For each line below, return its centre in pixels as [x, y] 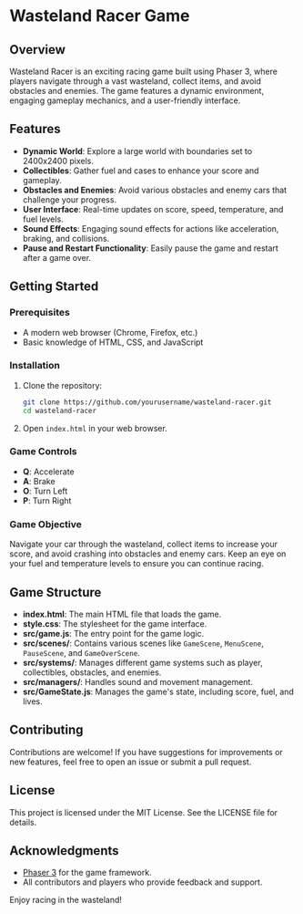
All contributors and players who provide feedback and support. [142, 882]
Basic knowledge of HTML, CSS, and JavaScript [113, 342]
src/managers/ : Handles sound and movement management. [137, 681]
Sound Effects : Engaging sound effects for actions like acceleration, [151, 228]
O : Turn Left [45, 491]
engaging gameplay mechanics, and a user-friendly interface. [125, 100]
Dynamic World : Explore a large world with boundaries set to [137, 151]
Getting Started [54, 287]
